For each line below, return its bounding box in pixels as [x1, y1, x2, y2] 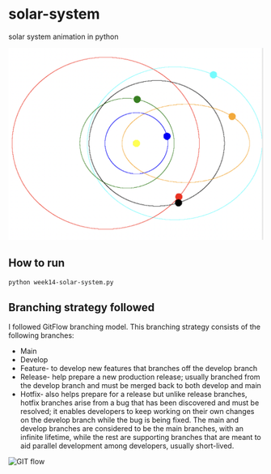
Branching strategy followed [8, 301, 155, 314]
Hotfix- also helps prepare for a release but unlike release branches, [19, 390, 248, 399]
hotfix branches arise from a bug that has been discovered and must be [19, 398, 260, 408]
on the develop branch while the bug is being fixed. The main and [19, 415, 239, 425]
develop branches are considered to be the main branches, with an [19, 424, 244, 433]
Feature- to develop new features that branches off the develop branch [19, 364, 258, 374]
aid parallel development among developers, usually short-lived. [19, 441, 235, 451]
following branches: [8, 331, 74, 340]
